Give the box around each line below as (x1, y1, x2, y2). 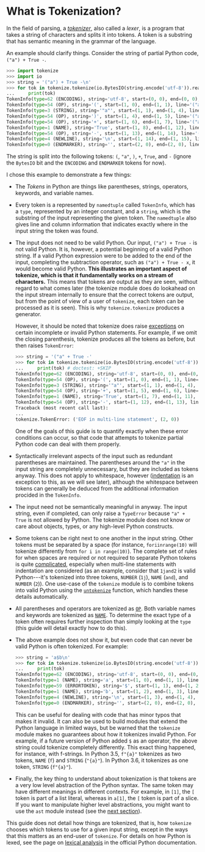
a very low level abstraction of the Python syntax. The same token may (15, 781, 194, 788)
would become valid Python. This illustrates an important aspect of (15, 265, 187, 273)
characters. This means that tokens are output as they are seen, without (15, 278, 198, 286)
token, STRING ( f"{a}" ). (15, 763, 73, 770)
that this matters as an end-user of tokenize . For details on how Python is (6, 832, 191, 839)
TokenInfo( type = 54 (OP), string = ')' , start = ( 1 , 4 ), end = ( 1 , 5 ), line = (6, 113, 190, 119)
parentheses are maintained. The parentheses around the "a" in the (15, 459, 185, 466)
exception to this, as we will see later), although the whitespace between (15, 478, 198, 486)
